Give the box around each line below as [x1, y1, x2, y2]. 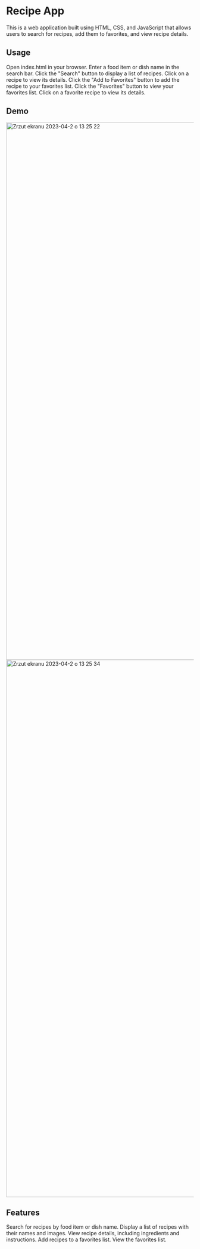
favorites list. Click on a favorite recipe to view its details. [6, 88, 146, 96]
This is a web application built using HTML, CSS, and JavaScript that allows [6, 24, 192, 31]
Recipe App [6, 4, 64, 18]
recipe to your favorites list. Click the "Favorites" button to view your [6, 82, 174, 90]
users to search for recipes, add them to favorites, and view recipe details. [6, 30, 189, 37]
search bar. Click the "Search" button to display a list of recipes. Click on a [6, 70, 189, 77]
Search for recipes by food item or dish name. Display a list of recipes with [6, 1223, 189, 1230]
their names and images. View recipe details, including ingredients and [6, 1230, 180, 1237]
